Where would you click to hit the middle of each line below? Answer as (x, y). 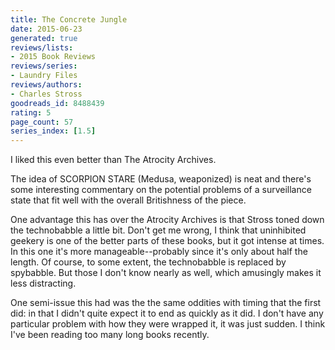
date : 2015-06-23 (46, 29)
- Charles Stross (46, 94)
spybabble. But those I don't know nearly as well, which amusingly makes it (166, 273)
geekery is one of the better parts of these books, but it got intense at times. (167, 241)
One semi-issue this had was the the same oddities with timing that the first (166, 303)
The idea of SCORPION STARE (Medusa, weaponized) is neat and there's (161, 179)
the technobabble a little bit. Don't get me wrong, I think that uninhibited (158, 230)
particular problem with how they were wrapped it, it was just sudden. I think (168, 324)
